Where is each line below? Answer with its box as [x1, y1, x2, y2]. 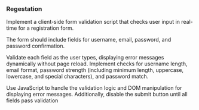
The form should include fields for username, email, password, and [6, 36, 172, 43]
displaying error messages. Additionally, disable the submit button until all [6, 91, 188, 98]
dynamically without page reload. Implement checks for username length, [6, 60, 188, 67]
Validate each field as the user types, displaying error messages [6, 54, 164, 61]
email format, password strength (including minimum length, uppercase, [6, 67, 184, 74]
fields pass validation [6, 97, 59, 104]
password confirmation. [6, 42, 65, 49]
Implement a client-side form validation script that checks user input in [6, 18, 180, 26]
